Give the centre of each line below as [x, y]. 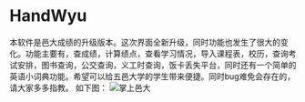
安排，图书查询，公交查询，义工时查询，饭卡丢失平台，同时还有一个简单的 [157, 65]
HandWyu [48, 16]
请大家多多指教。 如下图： [58, 87]
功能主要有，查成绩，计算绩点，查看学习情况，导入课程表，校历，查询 [157, 53]
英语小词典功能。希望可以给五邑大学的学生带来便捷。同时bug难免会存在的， [152, 76]
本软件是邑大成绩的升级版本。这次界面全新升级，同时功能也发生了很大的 [145, 42]
